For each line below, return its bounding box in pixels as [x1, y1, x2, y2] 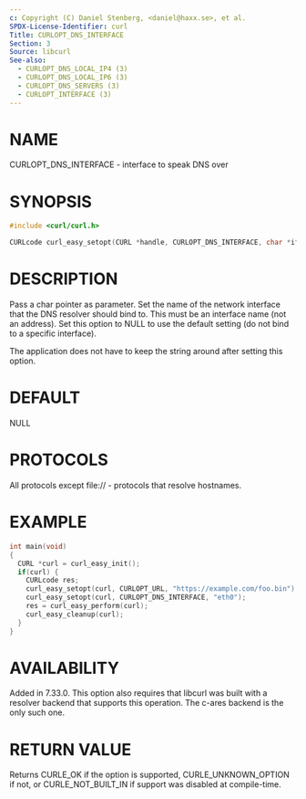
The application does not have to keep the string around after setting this [9, 346, 283, 357]
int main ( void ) [9, 541, 67, 551]
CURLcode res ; [25, 576, 79, 585]
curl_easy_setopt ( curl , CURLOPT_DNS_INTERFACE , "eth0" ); [25, 593, 247, 603]
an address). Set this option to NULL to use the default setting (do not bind [9, 319, 290, 330]
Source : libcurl [9, 47, 71, 57]
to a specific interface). [9, 328, 97, 339]
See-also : [9, 56, 47, 65]
